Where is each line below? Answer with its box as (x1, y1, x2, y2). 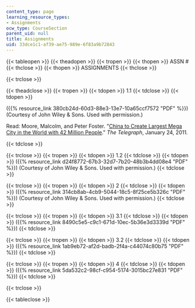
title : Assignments (6, 36, 54, 42)
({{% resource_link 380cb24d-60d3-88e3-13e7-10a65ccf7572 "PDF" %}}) (6, 105, 188, 112)
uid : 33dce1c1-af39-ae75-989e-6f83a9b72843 (6, 42, 115, 48)
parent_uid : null (6, 31, 49, 37)
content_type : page (6, 8, 54, 15)
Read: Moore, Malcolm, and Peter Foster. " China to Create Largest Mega (6, 122, 182, 129)
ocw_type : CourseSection (6, 25, 67, 31)
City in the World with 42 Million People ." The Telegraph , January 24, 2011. (6, 128, 188, 136)
